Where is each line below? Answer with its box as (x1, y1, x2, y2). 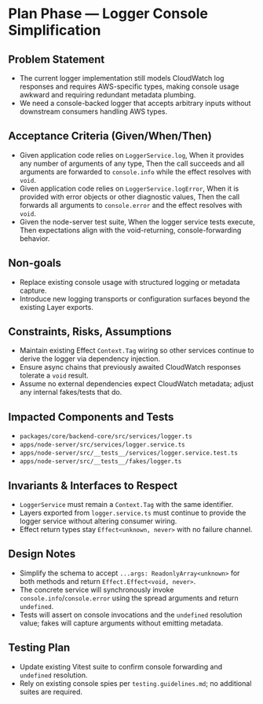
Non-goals (8, 257, 61, 270)
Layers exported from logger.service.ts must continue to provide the (19, 508, 247, 518)
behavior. (19, 233, 50, 243)
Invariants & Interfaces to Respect (8, 479, 178, 492)
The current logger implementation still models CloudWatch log (19, 74, 225, 82)
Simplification (8, 21, 101, 39)
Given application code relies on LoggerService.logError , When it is (19, 184, 239, 193)
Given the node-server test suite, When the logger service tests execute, (19, 217, 255, 226)
